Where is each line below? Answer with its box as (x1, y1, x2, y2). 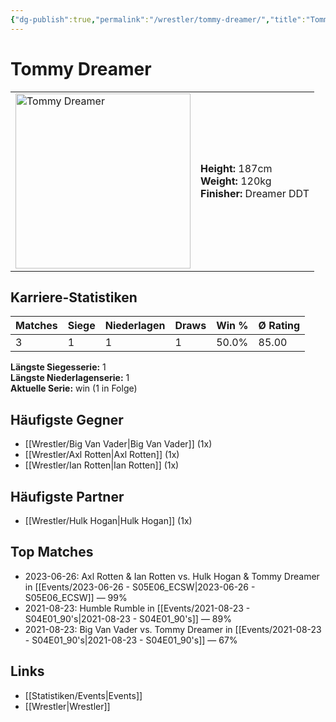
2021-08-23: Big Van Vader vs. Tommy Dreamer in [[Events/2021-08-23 (24, 623, 322, 635)
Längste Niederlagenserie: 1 (10, 372, 130, 384)
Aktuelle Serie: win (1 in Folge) (10, 382, 138, 395)
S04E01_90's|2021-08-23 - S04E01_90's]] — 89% (24, 612, 232, 625)
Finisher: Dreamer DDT (200, 186, 310, 200)
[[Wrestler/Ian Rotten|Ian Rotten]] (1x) (24, 459, 180, 471)
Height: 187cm (200, 161, 273, 175)
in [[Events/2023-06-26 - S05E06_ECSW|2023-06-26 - (24, 581, 256, 593)
